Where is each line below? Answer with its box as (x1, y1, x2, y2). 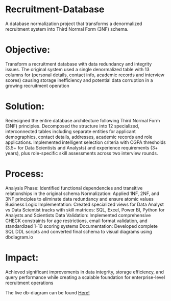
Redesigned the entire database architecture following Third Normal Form (5, 117, 160, 123)
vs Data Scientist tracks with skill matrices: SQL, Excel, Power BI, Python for (5, 206, 165, 213)
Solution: (5, 101, 45, 112)
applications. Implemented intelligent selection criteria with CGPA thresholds (5, 139, 166, 145)
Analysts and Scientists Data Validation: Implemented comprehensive (5, 212, 151, 218)
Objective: (5, 44, 51, 56)
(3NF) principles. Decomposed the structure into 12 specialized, (5, 123, 139, 129)
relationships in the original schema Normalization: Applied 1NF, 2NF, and (5, 190, 160, 197)
